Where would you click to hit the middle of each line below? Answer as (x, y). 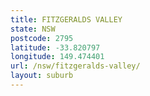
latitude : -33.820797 (55, 47)
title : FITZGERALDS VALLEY (66, 19)
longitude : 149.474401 (57, 57)
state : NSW (33, 29)
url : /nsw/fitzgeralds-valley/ (75, 66)
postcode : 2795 (42, 38)
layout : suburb (42, 76)
